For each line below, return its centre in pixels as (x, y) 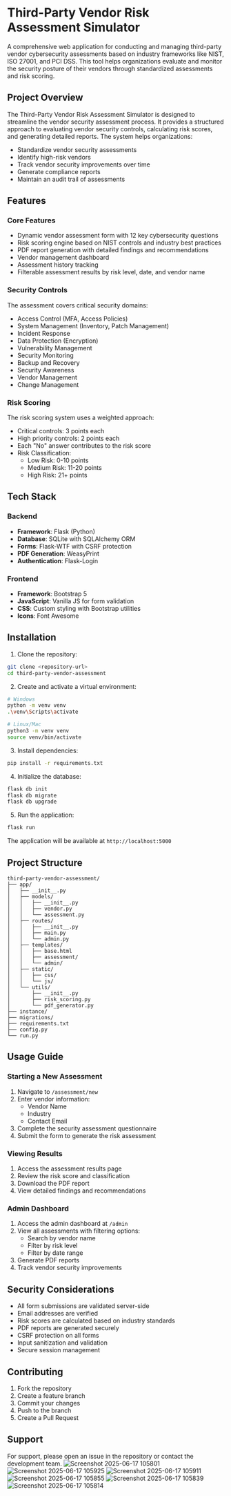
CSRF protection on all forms (58, 1336)
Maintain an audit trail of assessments (71, 179)
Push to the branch (44, 1410)
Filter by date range (55, 1253)
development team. (34, 1464)
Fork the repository (44, 1388)
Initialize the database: (49, 776)
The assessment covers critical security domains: (78, 305)
